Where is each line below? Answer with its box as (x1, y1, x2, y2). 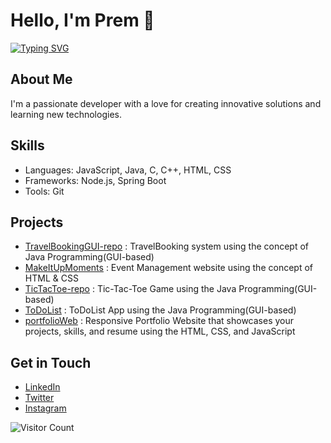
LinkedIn (24, 381, 61, 393)
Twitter (24, 392, 55, 404)
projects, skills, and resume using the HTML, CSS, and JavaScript (24, 325, 296, 338)
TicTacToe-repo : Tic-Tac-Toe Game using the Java (24, 283, 237, 295)
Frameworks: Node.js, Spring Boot (24, 174, 167, 186)
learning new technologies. (10, 108, 122, 120)
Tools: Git (24, 185, 65, 197)
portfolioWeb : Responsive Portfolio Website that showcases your (24, 315, 295, 327)
